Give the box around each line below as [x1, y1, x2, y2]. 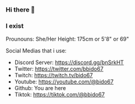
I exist [5, 21, 24, 30]
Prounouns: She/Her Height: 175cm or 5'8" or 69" [5, 36, 130, 43]
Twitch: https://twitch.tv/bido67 [14, 72, 93, 79]
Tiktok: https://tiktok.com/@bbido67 [14, 91, 105, 99]
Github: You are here [14, 85, 66, 92]
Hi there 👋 [5, 5, 36, 14]
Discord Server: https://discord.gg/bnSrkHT [14, 59, 124, 66]
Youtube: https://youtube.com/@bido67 [14, 78, 114, 85]
